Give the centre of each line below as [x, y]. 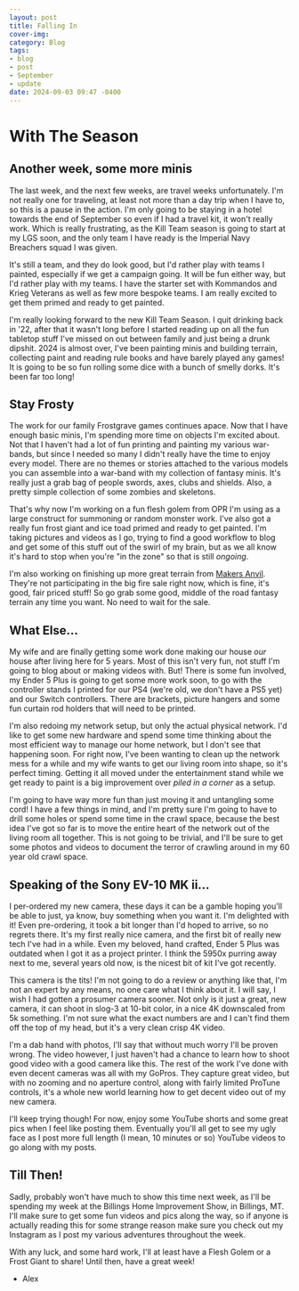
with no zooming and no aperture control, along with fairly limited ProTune [145, 1083]
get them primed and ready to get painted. [87, 302]
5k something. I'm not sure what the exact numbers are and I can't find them [149, 1017]
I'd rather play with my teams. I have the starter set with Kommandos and [143, 283]
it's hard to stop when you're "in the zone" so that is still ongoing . [129, 557]
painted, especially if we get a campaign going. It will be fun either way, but [148, 274]
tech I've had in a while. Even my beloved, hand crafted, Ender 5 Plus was [145, 944]
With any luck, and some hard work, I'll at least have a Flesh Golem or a [140, 1252]
